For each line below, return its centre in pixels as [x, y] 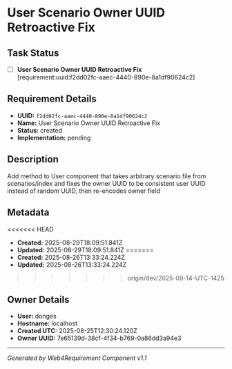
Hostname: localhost [47, 323]
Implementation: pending [54, 138]
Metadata [28, 212]
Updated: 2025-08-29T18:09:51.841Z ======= [85, 249]
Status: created [39, 130]
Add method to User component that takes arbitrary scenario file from [107, 176]
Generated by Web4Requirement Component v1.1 [77, 358]
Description [33, 159]
